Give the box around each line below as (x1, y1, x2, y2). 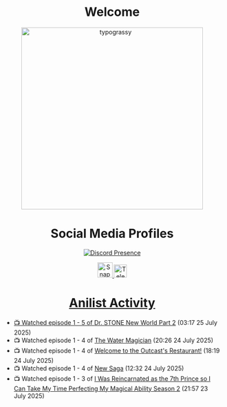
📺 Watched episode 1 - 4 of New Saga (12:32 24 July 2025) (13, 364, 184, 373)
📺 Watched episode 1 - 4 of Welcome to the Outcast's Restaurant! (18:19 (13, 346, 220, 355)
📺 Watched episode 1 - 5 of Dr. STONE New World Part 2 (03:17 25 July (13, 318, 218, 326)
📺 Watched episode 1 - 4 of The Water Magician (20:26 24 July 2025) (13, 336, 214, 344)
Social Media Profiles (50, 226, 174, 241)
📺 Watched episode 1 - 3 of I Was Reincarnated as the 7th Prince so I (13, 374, 211, 383)
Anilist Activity (68, 295, 156, 311)
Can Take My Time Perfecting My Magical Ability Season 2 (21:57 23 (13, 384, 208, 393)
